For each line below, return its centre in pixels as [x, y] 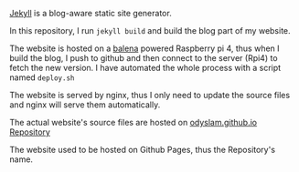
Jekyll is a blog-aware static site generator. [91, 13]
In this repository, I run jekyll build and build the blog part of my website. [150, 30]
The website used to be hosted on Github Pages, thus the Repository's [143, 150]
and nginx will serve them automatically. [85, 105]
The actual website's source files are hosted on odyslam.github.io [133, 122]
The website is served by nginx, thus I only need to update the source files [150, 95]
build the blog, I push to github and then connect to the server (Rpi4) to [144, 58]
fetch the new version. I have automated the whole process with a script [145, 68]
